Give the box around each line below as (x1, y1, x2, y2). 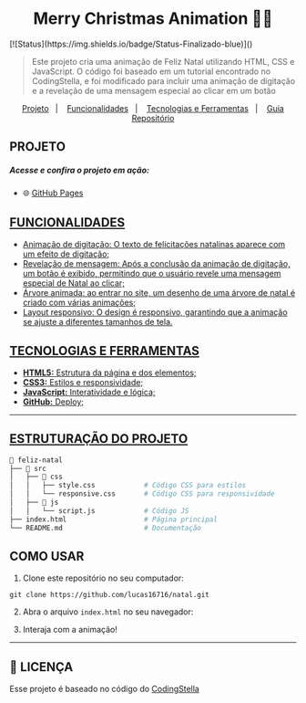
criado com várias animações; (22, 297, 137, 309)
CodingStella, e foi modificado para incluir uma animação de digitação (31, 75, 296, 86)
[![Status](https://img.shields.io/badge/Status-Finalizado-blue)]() (9, 38, 253, 49)
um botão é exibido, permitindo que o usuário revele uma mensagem (22, 268, 281, 279)
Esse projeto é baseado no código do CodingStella (9, 684, 200, 695)
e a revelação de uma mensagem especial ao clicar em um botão (31, 85, 276, 96)
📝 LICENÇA (9, 659, 74, 675)
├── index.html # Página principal (9, 515, 219, 524)
